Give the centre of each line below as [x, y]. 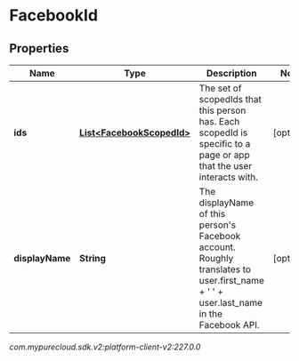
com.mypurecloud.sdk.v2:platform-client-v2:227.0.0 [105, 347]
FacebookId [54, 16]
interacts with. [229, 177]
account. [217, 247]
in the [210, 314]
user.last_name [231, 303]
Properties [39, 48]
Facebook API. [229, 325]
